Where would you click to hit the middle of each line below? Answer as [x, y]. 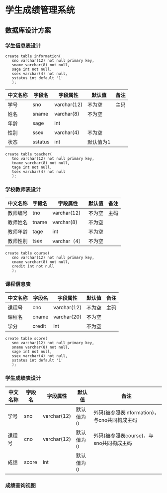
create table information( [33, 56]
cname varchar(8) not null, [41, 262]
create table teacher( [29, 154]
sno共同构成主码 [113, 443]
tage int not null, [32, 167]
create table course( [28, 253]
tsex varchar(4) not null [39, 172]
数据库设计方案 [28, 30]
